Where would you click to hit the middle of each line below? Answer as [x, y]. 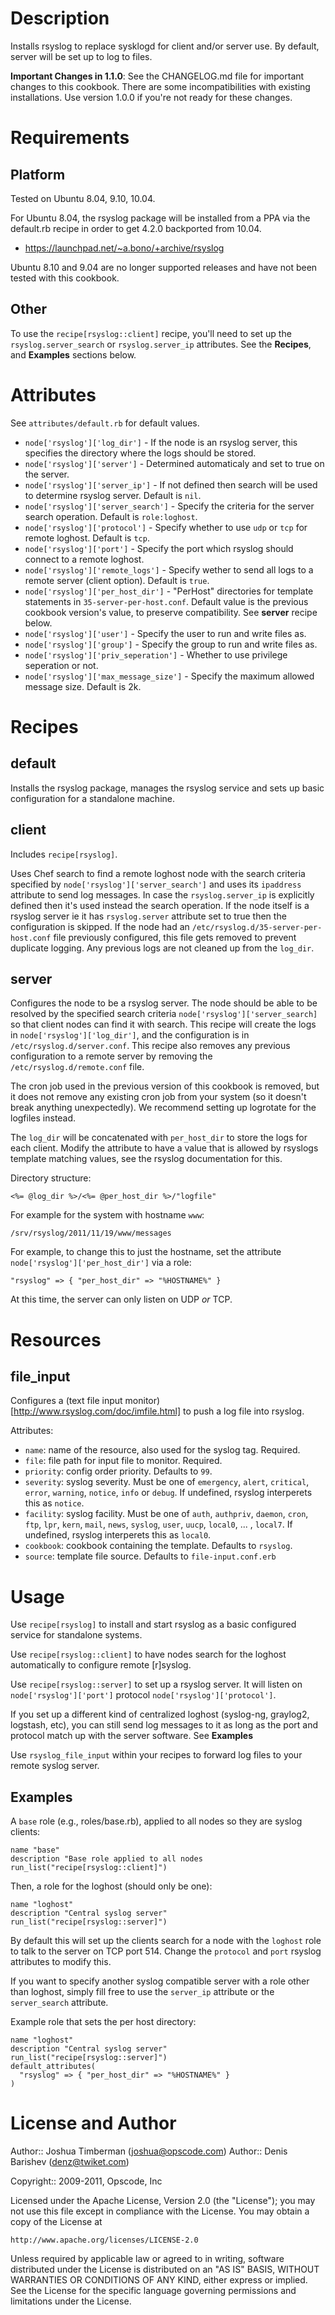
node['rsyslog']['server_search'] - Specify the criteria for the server [169, 506]
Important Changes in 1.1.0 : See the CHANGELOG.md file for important [157, 76]
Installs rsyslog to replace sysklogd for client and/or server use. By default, [165, 46]
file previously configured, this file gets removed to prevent [175, 937]
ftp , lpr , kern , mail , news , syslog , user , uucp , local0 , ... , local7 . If [158, 1524]
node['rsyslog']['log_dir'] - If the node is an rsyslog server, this [161, 442]
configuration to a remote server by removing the [111, 1056]
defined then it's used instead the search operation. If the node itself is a [160, 905]
